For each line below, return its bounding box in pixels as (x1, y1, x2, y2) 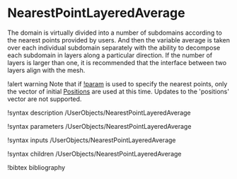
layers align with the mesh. (7, 66, 86, 74)
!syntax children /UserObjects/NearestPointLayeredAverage (7, 149, 182, 158)
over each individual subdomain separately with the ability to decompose (7, 43, 221, 52)
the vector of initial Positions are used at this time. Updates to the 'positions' (7, 87, 230, 96)
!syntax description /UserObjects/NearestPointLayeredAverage (7, 108, 191, 117)
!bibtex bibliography (7, 163, 66, 171)
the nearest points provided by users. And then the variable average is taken (7, 35, 230, 44)
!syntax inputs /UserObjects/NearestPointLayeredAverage (7, 136, 176, 144)
